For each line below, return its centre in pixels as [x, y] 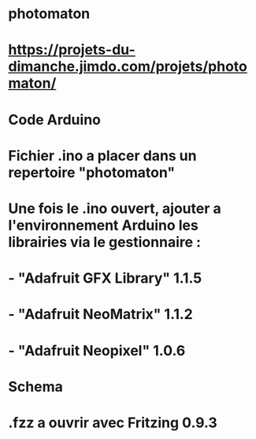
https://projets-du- [72, 50]
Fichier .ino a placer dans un [102, 156]
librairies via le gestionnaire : [105, 242]
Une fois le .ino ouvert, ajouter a [115, 208]
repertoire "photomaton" [92, 173]
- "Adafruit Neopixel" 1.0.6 [97, 350]
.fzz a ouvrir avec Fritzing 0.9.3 [113, 422]
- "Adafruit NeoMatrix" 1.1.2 [100, 315]
